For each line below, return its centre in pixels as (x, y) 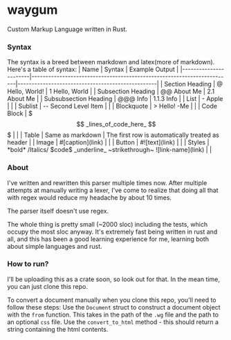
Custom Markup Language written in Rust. (67, 29)
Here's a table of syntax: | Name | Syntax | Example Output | (93, 69)
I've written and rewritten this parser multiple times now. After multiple (107, 182)
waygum (33, 10)
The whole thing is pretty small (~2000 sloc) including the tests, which (108, 224)
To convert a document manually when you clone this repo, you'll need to (112, 300)
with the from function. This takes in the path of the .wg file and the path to (113, 314)
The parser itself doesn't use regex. (58, 211)
